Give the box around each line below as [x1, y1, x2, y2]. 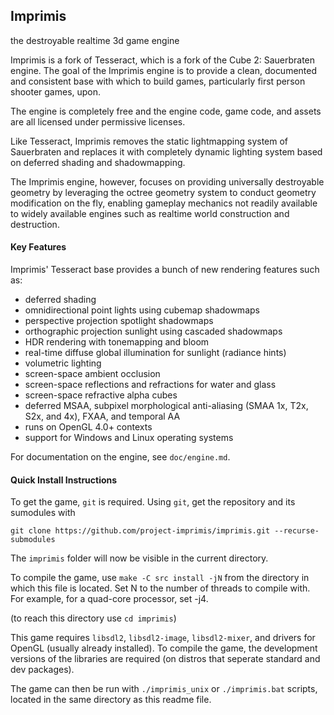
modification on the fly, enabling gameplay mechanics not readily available [10, 197, 318, 209]
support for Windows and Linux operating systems [24, 432, 234, 444]
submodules [10, 535, 56, 545]
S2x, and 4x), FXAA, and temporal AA [24, 410, 181, 423]
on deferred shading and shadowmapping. [10, 156, 186, 168]
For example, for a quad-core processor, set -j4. [10, 593, 209, 605]
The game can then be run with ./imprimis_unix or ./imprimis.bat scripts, [10, 683, 318, 695]
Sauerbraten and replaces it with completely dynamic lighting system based [10, 145, 323, 158]
